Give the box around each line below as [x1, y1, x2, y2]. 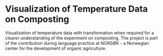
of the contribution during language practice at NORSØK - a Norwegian [5, 40, 149, 46]
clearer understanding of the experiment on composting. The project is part [5, 35, 158, 41]
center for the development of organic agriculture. [5, 45, 107, 51]
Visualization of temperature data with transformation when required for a [5, 30, 154, 36]
